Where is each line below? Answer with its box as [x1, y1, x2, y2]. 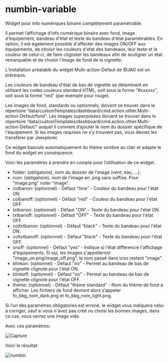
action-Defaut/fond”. [5, 113, 48, 119]
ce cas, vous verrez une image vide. [5, 313, 80, 319]
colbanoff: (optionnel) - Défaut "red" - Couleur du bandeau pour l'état [12, 196, 157, 202]
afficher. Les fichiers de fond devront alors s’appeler [12, 287, 121, 293]
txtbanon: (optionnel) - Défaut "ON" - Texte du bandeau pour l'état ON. [12, 206, 160, 213]
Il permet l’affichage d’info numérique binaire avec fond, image [5, 30, 135, 36]
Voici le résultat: [5, 342, 39, 348]
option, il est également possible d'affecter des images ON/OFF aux [5, 40, 146, 46]
